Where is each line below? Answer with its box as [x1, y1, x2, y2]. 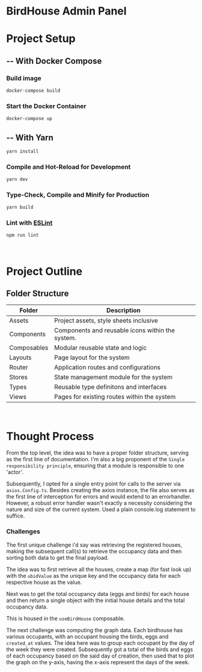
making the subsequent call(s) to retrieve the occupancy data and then [6, 548, 182, 555]
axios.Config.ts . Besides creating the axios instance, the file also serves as [6, 487, 195, 494]
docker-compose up [6, 116, 52, 122]
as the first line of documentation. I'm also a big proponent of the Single [6, 456, 185, 463]
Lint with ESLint [6, 219, 53, 227]
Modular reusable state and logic [54, 344, 147, 352]
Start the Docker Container [6, 101, 87, 110]
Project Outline [6, 264, 83, 278]
